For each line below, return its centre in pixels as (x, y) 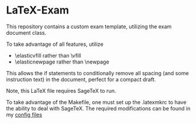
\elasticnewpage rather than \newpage (62, 62)
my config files (24, 115)
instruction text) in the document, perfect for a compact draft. (81, 79)
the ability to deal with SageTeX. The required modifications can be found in (98, 108)
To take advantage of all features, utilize (55, 44)
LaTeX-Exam (38, 10)
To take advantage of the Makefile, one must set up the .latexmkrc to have (97, 102)
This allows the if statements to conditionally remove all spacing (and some (97, 73)
